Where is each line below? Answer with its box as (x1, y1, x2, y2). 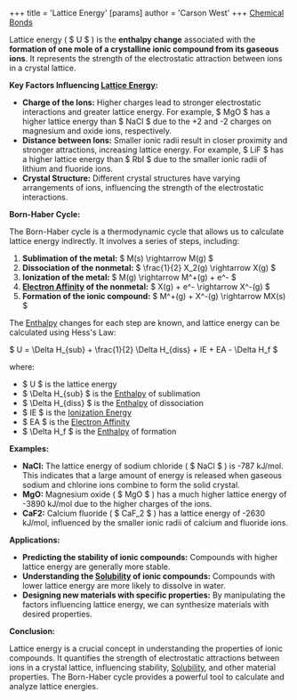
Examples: (9, 444, 49, 453)
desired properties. (21, 609, 92, 619)
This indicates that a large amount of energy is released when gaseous (21, 470, 283, 480)
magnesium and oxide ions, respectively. (21, 126, 172, 136)
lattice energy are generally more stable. (21, 561, 171, 572)
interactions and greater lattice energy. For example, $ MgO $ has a (21, 107, 270, 117)
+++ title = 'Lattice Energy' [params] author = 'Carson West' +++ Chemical (9, 8, 285, 18)
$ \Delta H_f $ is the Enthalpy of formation (21, 427, 177, 436)
